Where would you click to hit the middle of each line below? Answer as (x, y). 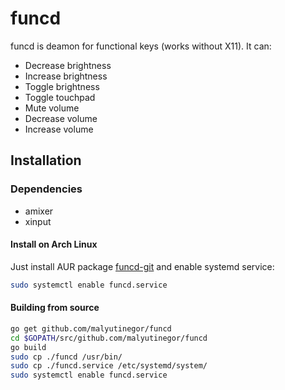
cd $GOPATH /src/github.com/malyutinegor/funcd (109, 338)
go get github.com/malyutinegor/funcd (91, 328)
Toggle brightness (62, 86)
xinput (38, 221)
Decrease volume (61, 118)
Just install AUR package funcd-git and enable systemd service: (142, 266)
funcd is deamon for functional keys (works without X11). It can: (141, 46)
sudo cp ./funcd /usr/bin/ (66, 357)
